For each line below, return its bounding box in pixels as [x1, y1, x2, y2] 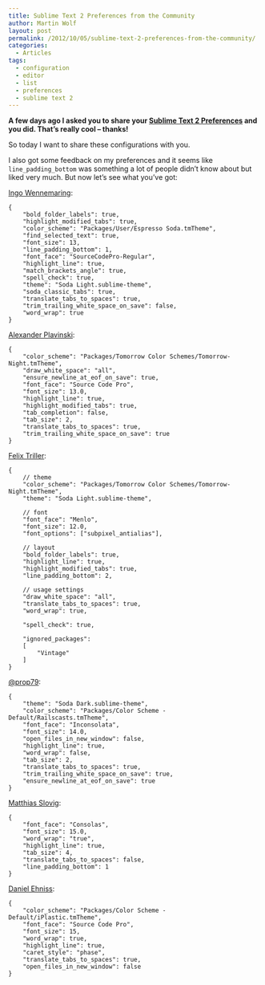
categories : [8, 42, 48, 50]
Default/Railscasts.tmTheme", [8, 714, 110, 722]
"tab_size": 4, [22, 849, 74, 857]
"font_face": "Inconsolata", [22, 721, 120, 729]
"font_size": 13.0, [22, 388, 88, 396]
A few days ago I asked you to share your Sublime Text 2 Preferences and [8, 116, 258, 125]
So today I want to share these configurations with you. [8, 140, 191, 149]
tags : [8, 57, 26, 65]
